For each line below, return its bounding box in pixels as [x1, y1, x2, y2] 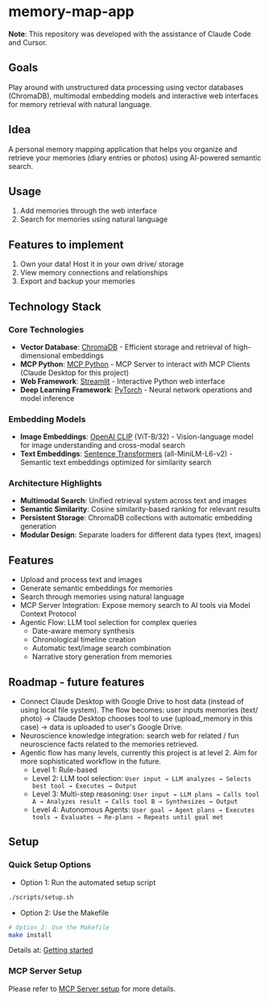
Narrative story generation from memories [31, 651, 172, 662]
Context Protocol [19, 609, 77, 618]
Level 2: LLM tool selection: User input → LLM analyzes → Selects [31, 774, 252, 784]
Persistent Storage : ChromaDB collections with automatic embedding [19, 513, 253, 523]
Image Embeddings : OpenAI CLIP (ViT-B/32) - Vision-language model [19, 432, 254, 441]
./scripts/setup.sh [8, 893, 74, 901]
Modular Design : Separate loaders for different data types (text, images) [19, 530, 262, 540]
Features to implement [8, 238, 124, 251]
